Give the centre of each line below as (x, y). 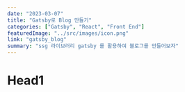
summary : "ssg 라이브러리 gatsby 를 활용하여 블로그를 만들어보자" (93, 46)
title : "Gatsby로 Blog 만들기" (50, 20)
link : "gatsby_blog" (37, 40)
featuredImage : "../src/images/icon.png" (68, 33)
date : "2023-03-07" (35, 14)
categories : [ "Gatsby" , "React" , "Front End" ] (76, 26)
